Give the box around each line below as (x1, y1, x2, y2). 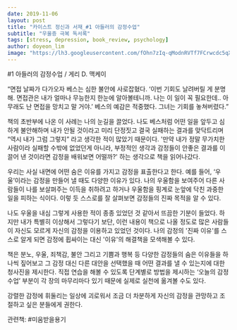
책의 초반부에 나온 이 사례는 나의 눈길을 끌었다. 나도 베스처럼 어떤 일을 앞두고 (7, 117, 218, 125)
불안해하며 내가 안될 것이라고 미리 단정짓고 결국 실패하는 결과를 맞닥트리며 (20, 126, 224, 134)
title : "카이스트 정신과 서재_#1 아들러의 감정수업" (7, 23, 140, 30)
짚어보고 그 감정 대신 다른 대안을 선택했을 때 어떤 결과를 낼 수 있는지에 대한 (20, 258, 226, 267)
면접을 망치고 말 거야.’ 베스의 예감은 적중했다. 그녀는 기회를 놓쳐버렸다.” (33, 102, 229, 110)
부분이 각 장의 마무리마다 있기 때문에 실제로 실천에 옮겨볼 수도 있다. (22, 276, 207, 285)
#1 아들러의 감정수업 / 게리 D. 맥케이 (7, 70, 107, 78)
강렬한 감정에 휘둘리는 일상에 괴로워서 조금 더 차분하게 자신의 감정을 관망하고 (7, 291, 219, 300)
